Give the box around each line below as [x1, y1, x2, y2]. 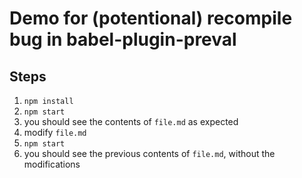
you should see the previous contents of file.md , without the [23, 148, 276, 159]
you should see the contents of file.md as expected [23, 116, 239, 127]
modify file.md [23, 127, 87, 138]
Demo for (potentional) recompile [9, 7, 293, 30]
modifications [23, 158, 81, 170]
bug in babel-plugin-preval [9, 28, 237, 51]
